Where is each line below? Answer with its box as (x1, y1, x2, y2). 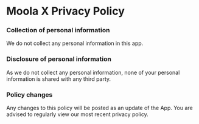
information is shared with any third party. (6, 75, 111, 83)
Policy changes (6, 90, 53, 98)
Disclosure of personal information (6, 55, 111, 63)
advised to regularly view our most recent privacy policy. (6, 111, 149, 118)
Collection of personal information (6, 26, 110, 35)
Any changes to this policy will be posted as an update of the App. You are (6, 105, 193, 112)
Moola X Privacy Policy (6, 4, 125, 18)
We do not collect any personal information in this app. (6, 40, 144, 47)
